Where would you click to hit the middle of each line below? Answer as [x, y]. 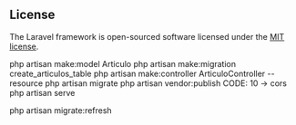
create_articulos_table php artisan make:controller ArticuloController [138, 73]
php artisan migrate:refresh [61, 110]
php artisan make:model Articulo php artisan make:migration [123, 63]
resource [26, 83]
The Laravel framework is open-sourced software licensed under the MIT [147, 36]
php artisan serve [42, 92]
